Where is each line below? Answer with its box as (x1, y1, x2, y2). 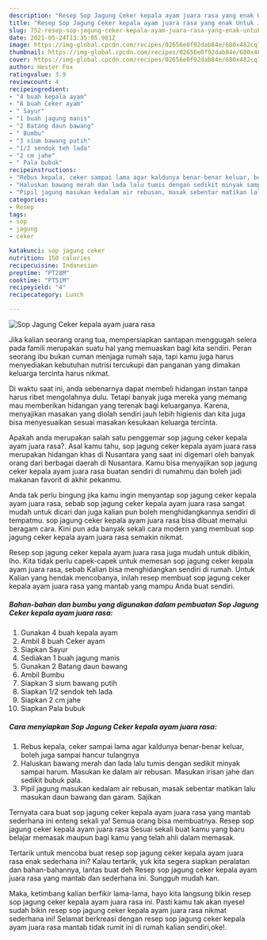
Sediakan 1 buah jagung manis (20, 653, 120, 662)
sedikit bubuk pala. (20, 775, 83, 785)
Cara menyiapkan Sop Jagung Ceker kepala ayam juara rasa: (9, 721, 217, 731)
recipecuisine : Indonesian (9, 261, 98, 269)
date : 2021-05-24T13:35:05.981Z (9, 33, 116, 42)
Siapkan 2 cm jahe (20, 695, 82, 705)
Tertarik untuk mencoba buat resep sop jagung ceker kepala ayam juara (9, 848, 244, 858)
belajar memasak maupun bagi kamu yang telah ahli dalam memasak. (9, 832, 236, 842)
